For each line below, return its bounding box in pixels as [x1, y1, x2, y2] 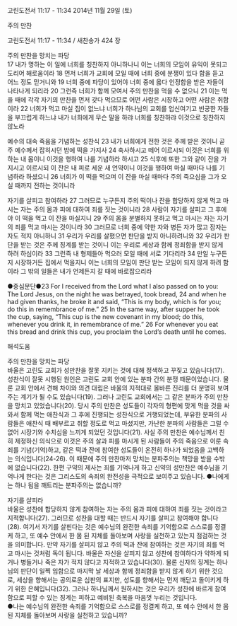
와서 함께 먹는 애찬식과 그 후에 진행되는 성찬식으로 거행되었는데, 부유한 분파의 [7, 410, 220, 419]
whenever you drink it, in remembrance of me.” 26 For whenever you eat [7, 320, 219, 328]
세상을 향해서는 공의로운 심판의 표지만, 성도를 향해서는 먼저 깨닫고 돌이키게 [16, 576, 222, 584]
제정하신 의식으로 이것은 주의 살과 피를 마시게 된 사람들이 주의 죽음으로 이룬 [14, 437, 222, 445]
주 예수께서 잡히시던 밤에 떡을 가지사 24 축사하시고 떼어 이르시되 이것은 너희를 [7, 146, 222, 154]
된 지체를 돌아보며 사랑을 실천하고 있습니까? [7, 611, 128, 619]
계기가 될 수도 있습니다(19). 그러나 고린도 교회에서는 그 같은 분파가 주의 [20, 393, 216, 401]
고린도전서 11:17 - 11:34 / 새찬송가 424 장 [7, 36, 121, 45]
